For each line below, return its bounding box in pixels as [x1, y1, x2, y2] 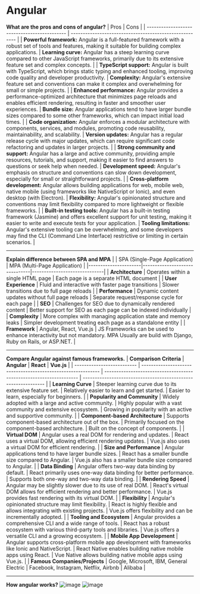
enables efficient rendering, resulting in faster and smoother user [6, 99, 166, 106]
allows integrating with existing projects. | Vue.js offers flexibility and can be [6, 507, 193, 514]
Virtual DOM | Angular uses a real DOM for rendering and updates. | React [6, 431, 189, 438]
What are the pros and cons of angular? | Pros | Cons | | [6, 23, 146, 30]
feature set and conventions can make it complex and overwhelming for [6, 80, 182, 87]
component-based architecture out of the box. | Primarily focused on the [6, 418, 185, 425]
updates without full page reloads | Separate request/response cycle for [6, 293, 183, 301]
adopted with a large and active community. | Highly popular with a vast [6, 399, 182, 406]
